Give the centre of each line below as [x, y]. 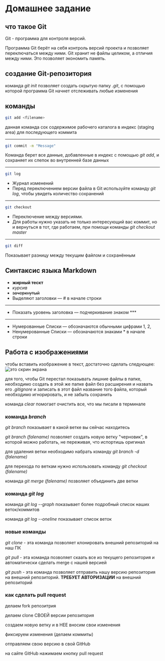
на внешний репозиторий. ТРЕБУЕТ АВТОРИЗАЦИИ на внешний [73, 577]
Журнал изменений [33, 183]
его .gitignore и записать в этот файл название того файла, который [76, 389]
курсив [20, 288]
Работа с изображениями [47, 352]
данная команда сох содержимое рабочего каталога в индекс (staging [80, 127]
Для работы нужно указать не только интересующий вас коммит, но [84, 222]
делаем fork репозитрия [31, 606]
